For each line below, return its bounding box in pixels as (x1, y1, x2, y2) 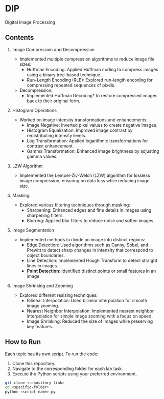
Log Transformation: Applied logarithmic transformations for (26, 138, 148, 143)
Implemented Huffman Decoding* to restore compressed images (26, 92, 158, 98)
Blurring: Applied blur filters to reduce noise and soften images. (26, 217, 155, 224)
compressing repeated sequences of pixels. (26, 82, 116, 88)
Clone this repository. (12, 360, 56, 366)
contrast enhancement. (26, 143, 74, 149)
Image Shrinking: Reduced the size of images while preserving (26, 318, 153, 324)
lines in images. (26, 262, 59, 268)
